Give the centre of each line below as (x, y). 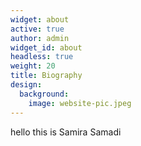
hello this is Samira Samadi (66, 132)
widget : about (40, 19)
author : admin (40, 38)
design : (26, 85)
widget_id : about (46, 47)
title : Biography (46, 76)
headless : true (42, 57)
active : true (37, 29)
